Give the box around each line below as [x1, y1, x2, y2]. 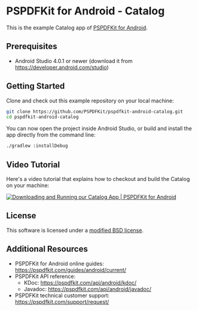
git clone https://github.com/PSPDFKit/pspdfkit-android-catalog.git [6, 108, 184, 114]
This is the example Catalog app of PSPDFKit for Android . [6, 24, 148, 31]
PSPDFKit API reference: [14, 273, 76, 280]
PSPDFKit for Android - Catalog [6, 4, 165, 18]
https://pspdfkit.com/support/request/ [14, 298, 109, 305]
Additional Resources [6, 244, 88, 254]
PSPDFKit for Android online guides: [14, 259, 105, 267]
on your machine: [6, 182, 50, 189]
